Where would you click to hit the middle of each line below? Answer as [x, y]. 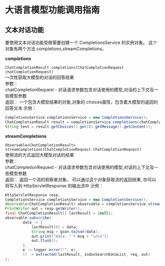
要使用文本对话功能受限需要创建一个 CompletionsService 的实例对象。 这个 [81, 43]
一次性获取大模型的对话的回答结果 [40, 77]
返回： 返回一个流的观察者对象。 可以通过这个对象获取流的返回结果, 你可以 [81, 179]
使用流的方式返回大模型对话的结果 [40, 155]
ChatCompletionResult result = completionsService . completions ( [72, 122]
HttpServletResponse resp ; [33, 195]
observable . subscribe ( [28, 218]
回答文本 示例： [21, 108]
